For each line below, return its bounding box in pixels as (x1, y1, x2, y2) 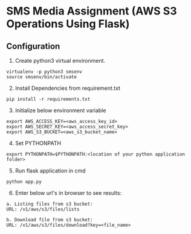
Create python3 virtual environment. (15, 57, 106, 64)
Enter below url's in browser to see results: (15, 189, 122, 197)
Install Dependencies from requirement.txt (15, 84, 121, 92)
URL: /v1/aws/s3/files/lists (6, 206, 80, 212)
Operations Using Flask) (6, 17, 130, 31)
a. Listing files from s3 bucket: (6, 201, 94, 207)
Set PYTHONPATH (15, 140, 62, 147)
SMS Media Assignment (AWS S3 (6, 4, 177, 18)
